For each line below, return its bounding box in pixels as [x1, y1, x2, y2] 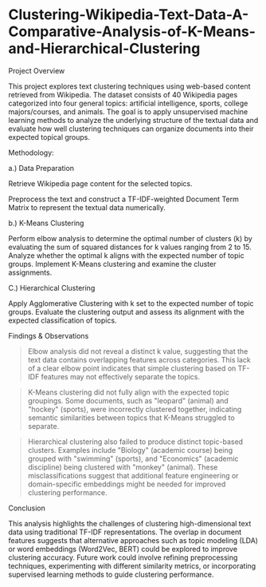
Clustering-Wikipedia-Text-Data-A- [8, 6, 249, 24]
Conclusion [8, 503, 46, 513]
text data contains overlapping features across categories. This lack [27, 355, 251, 364]
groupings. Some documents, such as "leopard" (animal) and [27, 395, 229, 405]
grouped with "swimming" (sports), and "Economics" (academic [27, 454, 239, 463]
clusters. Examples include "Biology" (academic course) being [27, 445, 233, 454]
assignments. [8, 268, 53, 277]
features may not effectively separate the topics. [41, 371, 201, 381]
